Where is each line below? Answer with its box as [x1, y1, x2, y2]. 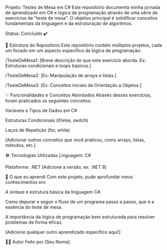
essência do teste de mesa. [5, 204, 63, 210]
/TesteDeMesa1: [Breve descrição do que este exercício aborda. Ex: [5, 58, 146, 63]
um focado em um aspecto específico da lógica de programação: [5, 47, 142, 54]
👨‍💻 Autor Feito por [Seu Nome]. [5, 239, 71, 244]
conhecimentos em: [5, 179, 47, 185]
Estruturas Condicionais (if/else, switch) [5, 117, 89, 123]
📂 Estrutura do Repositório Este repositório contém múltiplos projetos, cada [5, 42, 162, 48]
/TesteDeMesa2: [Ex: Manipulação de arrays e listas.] [5, 73, 117, 78]
